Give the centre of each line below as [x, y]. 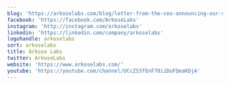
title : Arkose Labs [35, 52]
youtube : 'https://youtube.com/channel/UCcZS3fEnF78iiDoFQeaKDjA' [104, 71]
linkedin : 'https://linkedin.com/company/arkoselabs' [86, 33]
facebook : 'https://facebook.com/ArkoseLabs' [73, 20]
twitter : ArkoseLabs [37, 58]
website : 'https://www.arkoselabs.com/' [66, 64]
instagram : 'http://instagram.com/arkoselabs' [75, 26]
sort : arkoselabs [32, 45]
